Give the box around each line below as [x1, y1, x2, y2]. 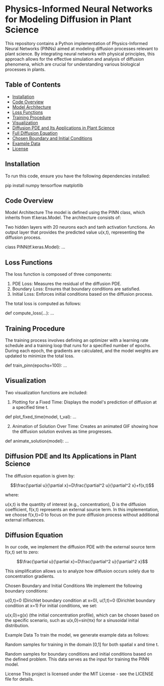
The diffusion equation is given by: [5, 473, 75, 478]
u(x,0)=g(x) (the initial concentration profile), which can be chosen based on [5, 612, 159, 618]
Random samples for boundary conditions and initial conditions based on [5, 651, 153, 657]
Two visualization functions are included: [5, 389, 88, 395]
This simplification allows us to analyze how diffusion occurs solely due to [5, 568, 155, 574]
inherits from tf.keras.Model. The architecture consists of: [5, 214, 121, 221]
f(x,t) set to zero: [5, 549, 39, 555]
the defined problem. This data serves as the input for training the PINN [5, 656, 149, 662]
